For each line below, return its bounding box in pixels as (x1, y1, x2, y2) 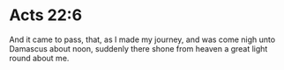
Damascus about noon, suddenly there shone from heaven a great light (9, 43, 268, 53)
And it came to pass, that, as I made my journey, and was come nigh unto (9, 34, 276, 45)
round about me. (9, 52, 70, 63)
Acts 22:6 (9, 5, 82, 25)
